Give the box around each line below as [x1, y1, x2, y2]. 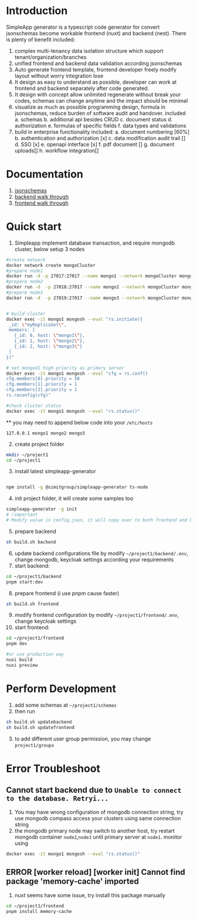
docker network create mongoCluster [6, 262, 96, 268]
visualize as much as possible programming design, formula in [14, 103, 166, 110]
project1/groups [14, 742, 55, 748]
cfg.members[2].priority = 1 [6, 387, 77, 393]
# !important [6, 512, 38, 518]
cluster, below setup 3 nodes [14, 245, 85, 253]
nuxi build [6, 657, 33, 663]
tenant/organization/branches [14, 53, 87, 60]
